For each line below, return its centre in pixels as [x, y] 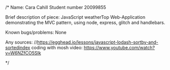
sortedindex [18, 47]
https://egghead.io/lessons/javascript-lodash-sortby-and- [98, 42]
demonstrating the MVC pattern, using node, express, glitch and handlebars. [85, 23]
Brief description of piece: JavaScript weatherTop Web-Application [75, 17]
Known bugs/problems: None [36, 32]
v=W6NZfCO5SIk [23, 53]
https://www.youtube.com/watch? [119, 47]
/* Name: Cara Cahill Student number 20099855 [56, 7]
